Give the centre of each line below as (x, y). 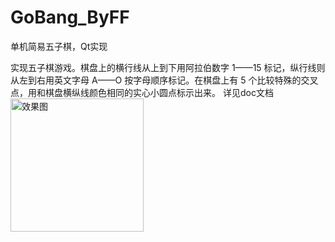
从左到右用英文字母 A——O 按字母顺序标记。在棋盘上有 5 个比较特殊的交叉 (164, 80)
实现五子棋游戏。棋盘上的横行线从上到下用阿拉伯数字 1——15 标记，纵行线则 (168, 67)
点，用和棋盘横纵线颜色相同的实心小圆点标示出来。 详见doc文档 (142, 92)
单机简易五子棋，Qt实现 (59, 46)
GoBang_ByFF (70, 17)
